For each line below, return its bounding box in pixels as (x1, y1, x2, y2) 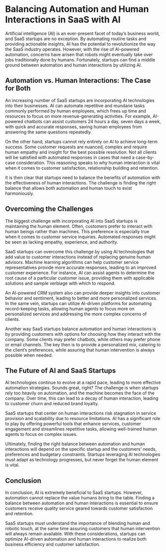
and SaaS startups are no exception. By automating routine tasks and (5, 36, 147, 42)
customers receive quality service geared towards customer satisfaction (5, 505, 153, 511)
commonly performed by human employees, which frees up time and (5, 108, 146, 114)
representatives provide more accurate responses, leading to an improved (5, 264, 157, 270)
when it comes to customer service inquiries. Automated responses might (5, 234, 156, 240)
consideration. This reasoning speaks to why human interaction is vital (16, 160, 160, 166)
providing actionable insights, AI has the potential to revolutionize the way (5, 41, 156, 47)
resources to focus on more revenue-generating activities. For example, (5, 113, 152, 119)
